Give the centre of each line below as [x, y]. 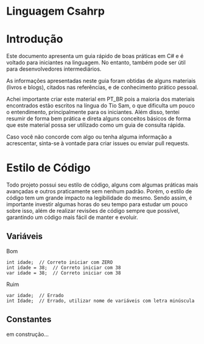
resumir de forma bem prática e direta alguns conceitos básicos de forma [98, 119]
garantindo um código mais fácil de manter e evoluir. [72, 217]
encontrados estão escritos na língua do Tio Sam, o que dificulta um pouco [100, 106]
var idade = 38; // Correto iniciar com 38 [64, 273]
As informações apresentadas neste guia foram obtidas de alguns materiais [101, 81]
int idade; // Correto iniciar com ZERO [60, 262]
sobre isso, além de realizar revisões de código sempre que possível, [93, 211]
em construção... [28, 334]
